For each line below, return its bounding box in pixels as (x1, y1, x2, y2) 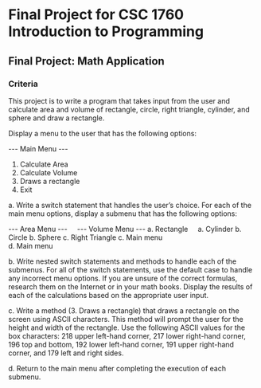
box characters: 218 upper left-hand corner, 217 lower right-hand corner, (8, 331, 247, 340)
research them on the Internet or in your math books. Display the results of (8, 281, 253, 292)
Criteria (8, 78, 38, 89)
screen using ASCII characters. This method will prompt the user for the (8, 314, 244, 323)
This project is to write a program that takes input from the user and (8, 96, 231, 105)
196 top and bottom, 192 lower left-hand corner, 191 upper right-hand (8, 339, 235, 349)
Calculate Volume (19, 167, 78, 177)
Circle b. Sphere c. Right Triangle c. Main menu (8, 233, 163, 242)
